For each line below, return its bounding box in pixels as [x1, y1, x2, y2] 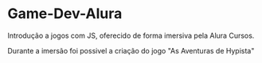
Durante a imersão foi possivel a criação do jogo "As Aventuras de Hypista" [7, 46, 255, 55]
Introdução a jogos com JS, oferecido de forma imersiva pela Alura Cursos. [7, 31, 255, 40]
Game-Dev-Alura [7, 5, 123, 23]
